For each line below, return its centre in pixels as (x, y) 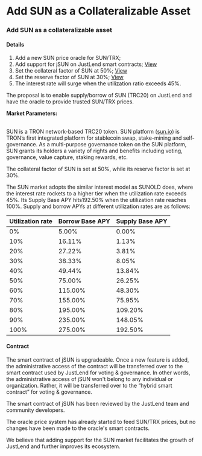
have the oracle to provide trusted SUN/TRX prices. (70, 102)
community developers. (36, 410)
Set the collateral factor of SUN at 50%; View (71, 71)
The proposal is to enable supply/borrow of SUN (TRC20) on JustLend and (99, 96)
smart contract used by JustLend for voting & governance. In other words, (98, 373)
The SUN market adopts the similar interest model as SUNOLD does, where (100, 187)
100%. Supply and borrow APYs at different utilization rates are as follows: (99, 206)
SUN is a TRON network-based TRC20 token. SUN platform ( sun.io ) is (93, 132)
